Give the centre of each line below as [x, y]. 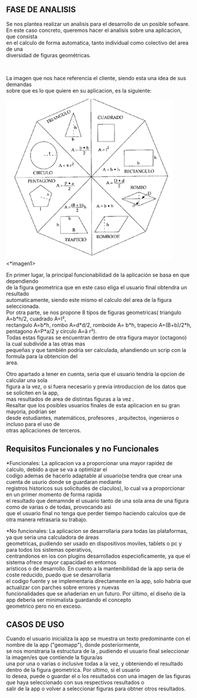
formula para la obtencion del [42, 356]
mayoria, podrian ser [31, 411]
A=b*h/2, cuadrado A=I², [36, 318]
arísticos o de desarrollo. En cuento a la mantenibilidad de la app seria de [95, 568]
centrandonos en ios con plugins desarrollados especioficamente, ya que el [98, 556]
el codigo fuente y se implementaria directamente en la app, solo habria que [99, 581]
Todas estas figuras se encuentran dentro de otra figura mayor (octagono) [96, 337]
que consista [22, 36]
